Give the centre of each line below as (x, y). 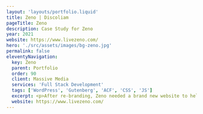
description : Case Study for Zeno (50, 29)
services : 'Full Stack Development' (58, 85)
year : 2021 (20, 34)
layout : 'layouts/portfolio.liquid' (52, 12)
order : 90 (24, 74)
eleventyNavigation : (32, 57)
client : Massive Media (40, 79)
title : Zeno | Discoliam (37, 17)
